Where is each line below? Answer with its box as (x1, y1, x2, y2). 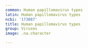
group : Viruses (5, 26, 38, 31)
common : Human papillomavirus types (5, 7, 83, 13)
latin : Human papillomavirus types (5, 12, 81, 17)
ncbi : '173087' (5, 17, 38, 22)
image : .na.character (5, 31, 51, 36)
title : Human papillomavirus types (5, 21, 81, 27)
